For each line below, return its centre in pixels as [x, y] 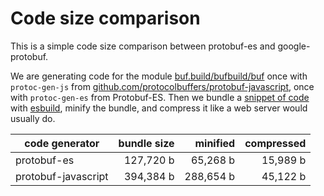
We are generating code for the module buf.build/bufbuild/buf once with [159, 76]
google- [294, 46]
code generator [62, 143]
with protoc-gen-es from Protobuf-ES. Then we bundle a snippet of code [160, 97]
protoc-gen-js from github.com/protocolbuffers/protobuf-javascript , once [162, 86]
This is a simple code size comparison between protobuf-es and [143, 46]
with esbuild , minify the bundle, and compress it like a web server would [159, 108]
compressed [275, 143]
